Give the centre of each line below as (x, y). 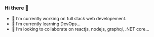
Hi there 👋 (17, 8)
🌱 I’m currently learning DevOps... (46, 24)
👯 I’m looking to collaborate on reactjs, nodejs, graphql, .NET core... (80, 29)
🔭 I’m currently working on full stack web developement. (69, 19)
